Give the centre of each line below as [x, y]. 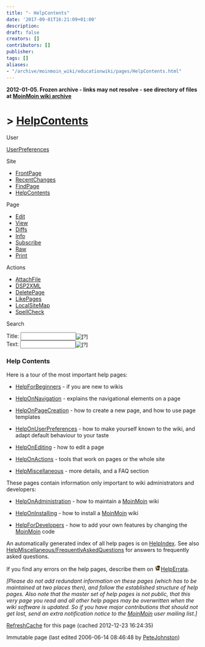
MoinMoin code [35, 531]
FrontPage [28, 173]
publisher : [20, 52]
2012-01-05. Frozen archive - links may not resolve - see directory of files [102, 90]
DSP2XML [28, 286]
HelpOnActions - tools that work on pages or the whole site [90, 459]
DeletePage [30, 293]
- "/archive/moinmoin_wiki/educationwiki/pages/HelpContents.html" [94, 71]
